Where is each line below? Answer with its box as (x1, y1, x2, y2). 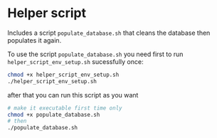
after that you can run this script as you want (7, 90, 139, 99)
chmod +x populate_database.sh (7, 111, 100, 118)
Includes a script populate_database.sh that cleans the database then (7, 28, 211, 37)
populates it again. (7, 36, 62, 44)
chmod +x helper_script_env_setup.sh (7, 71, 120, 78)
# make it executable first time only (7, 105, 122, 112)
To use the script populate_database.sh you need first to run (7, 50, 184, 58)
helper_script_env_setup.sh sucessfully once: (7, 57, 144, 65)
